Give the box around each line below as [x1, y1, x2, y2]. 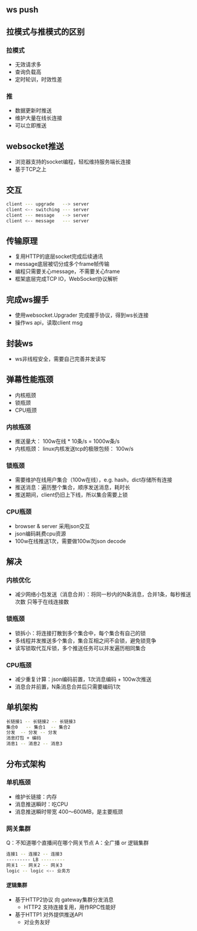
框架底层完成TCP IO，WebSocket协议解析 [14, 275, 118, 283]
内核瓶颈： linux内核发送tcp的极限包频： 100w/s [14, 445, 134, 453]
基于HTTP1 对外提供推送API [14, 911, 84, 918]
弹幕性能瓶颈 [6, 374, 54, 385]
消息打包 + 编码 [6, 735, 41, 741]
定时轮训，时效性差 [14, 76, 63, 83]
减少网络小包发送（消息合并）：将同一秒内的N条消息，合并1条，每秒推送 [14, 591, 192, 598]
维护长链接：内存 [14, 793, 57, 800]
